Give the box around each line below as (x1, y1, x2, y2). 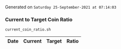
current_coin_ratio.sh (5, 27, 51, 32)
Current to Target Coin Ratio (5, 16, 73, 23)
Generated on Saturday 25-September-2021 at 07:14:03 (5, 4, 117, 10)
